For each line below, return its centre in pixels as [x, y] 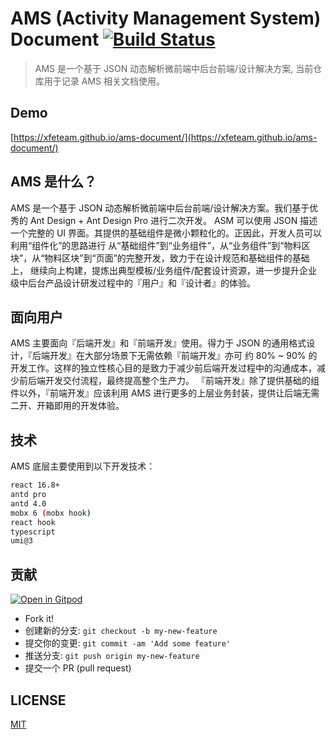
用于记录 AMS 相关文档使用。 [104, 81]
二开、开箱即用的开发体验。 [67, 406]
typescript [33, 532]
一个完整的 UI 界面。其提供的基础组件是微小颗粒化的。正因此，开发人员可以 [166, 233]
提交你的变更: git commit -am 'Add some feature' [128, 643]
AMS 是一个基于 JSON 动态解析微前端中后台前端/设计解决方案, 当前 [174, 68]
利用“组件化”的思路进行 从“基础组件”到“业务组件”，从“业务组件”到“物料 [156, 245]
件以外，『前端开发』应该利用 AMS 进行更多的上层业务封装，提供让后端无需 [165, 393]
